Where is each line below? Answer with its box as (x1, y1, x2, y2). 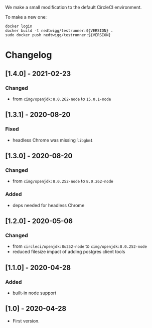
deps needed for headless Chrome (12, 202, 85, 208)
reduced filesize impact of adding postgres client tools (12, 249, 125, 255)
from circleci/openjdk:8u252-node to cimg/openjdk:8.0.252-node (12, 243, 147, 249)
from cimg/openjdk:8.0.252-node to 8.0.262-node (12, 178, 114, 184)
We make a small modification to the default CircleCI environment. (5, 5, 142, 10)
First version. (12, 317, 40, 324)
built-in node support (12, 290, 57, 296)
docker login (5, 24, 33, 29)
